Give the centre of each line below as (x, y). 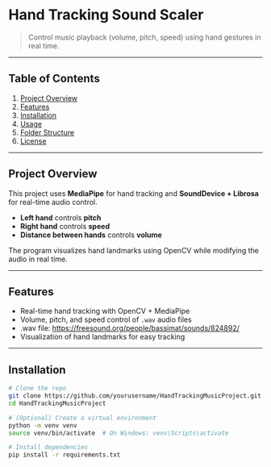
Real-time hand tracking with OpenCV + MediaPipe (105, 311)
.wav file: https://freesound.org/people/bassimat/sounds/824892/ (130, 328)
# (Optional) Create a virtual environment (83, 418)
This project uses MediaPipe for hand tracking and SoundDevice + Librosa (134, 193)
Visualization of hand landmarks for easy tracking (102, 337)
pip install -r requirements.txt (65, 455)
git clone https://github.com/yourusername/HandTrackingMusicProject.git (135, 396)
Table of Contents (54, 79)
